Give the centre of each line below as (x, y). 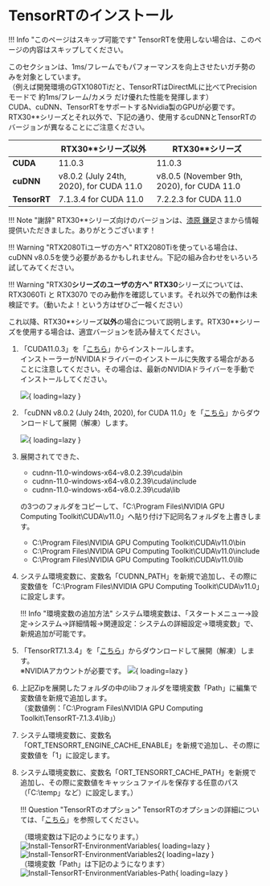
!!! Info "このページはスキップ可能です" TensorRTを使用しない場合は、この (131, 39)
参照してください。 (111, 819)
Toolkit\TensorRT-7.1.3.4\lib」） (70, 718)
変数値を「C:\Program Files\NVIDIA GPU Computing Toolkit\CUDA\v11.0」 (140, 586)
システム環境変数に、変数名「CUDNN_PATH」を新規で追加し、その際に (139, 576)
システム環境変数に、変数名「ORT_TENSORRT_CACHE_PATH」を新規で (138, 772)
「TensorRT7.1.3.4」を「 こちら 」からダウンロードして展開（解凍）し (133, 650)
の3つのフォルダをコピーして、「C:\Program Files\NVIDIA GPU (122, 506)
